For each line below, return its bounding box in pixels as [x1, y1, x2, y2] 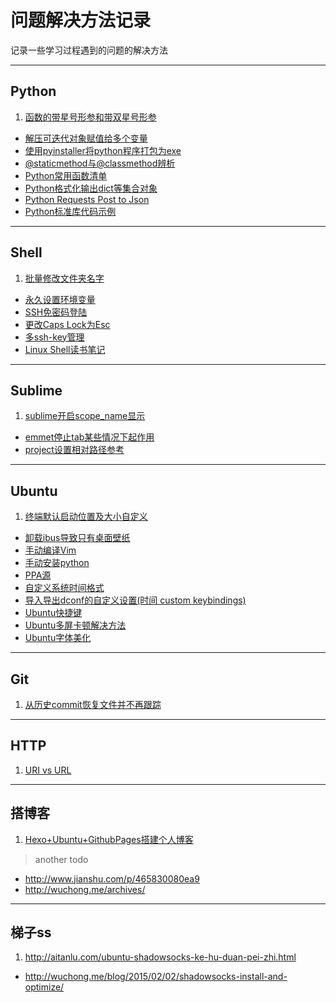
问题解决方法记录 [10, 9, 152, 32]
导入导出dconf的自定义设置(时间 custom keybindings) [24, 594, 247, 606]
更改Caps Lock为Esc [24, 318, 111, 330]
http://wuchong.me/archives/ [24, 883, 146, 895]
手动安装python [24, 557, 90, 569]
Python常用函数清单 [24, 169, 108, 181]
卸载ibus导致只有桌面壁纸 [24, 532, 131, 544]
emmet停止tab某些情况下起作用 [24, 431, 155, 443]
